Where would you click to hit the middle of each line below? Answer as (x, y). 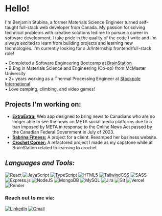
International (18, 83)
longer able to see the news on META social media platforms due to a (82, 121)
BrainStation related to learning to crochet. (55, 147)
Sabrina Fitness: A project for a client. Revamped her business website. (85, 137)
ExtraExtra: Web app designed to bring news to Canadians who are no (83, 116)
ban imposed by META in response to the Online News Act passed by (82, 127)
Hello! (17, 9)
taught (12, 27)
